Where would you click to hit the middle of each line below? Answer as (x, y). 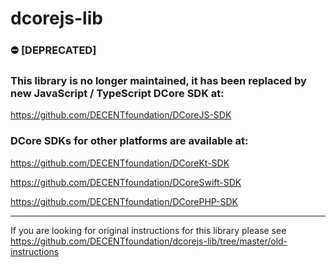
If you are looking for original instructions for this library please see (148, 230)
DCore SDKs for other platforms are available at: (129, 141)
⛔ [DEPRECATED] (53, 50)
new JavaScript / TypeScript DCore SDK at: (117, 94)
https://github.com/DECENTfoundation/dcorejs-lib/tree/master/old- (149, 241)
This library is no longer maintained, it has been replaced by (158, 81)
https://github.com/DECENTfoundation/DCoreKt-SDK (120, 163)
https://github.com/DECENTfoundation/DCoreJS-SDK (121, 115)
